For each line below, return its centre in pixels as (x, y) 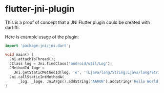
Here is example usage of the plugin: (42, 37)
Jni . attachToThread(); (32, 59)
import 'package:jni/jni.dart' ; (38, 46)
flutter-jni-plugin (40, 9)
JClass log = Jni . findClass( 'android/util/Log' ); (61, 63)
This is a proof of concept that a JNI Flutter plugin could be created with (78, 22)
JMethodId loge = (27, 68)
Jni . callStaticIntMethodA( (37, 77)
